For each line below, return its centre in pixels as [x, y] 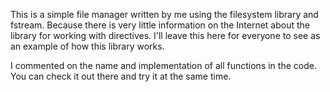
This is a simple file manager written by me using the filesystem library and [164, 14]
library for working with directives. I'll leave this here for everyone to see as [165, 35]
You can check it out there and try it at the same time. [121, 76]
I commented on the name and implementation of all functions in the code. [163, 65]
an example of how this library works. [87, 46]
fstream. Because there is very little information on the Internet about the [160, 25]
